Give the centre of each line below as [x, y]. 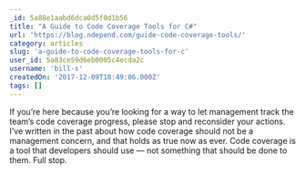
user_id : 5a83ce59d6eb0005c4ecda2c [77, 60]
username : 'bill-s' [46, 69]
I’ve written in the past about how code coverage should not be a [132, 131]
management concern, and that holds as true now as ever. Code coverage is [152, 140]
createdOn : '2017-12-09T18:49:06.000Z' [85, 77]
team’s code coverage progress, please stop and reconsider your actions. [147, 121]
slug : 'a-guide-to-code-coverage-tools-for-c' [99, 52]
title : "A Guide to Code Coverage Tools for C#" [103, 26]
